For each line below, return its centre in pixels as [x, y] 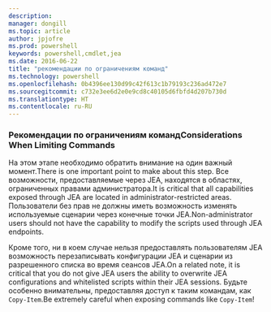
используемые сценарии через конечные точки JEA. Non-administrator [131, 214]
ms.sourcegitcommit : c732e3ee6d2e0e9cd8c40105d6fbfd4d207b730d [118, 91]
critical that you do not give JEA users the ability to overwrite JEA [118, 274]
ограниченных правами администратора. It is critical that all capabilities [131, 188]
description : [30, 16]
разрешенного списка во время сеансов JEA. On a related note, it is [125, 265]
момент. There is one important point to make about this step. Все [119, 171]
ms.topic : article [39, 31]
